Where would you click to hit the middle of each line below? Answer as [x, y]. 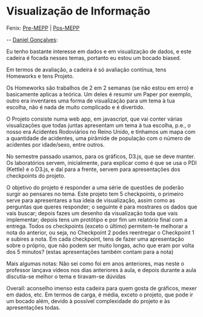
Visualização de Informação [78, 11]
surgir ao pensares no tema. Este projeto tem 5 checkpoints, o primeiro [95, 194]
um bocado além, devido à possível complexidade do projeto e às [88, 301]
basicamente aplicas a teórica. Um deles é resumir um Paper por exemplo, [99, 94]
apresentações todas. [33, 307]
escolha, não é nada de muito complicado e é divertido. [76, 107]
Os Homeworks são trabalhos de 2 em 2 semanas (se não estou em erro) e [100, 88]
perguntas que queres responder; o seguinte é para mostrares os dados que [102, 207]
